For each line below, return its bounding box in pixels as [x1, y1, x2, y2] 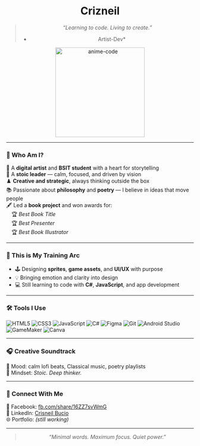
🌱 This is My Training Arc [6, 251, 80, 260]
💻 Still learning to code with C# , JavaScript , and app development [14, 281, 180, 288]
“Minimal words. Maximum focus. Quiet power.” [48, 433, 167, 441]
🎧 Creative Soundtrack [6, 347, 76, 355]
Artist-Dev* [98, 35, 126, 42]
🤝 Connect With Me [6, 390, 64, 398]
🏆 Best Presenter [11, 220, 55, 227]
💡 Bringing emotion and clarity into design [14, 273, 118, 281]
